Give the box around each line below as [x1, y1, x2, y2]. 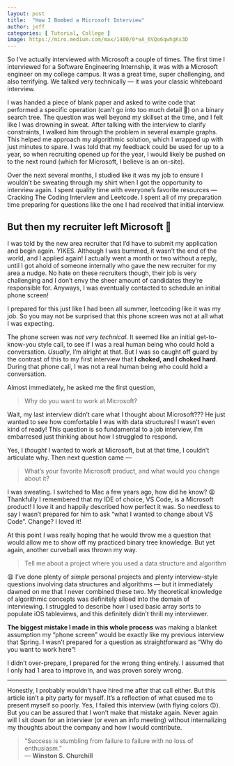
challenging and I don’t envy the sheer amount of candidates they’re [7, 276, 203, 284]
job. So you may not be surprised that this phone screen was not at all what [7, 311, 224, 320]
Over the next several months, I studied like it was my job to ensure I [7, 171, 203, 180]
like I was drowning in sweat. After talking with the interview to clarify [7, 120, 206, 129]
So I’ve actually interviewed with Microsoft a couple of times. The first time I [7, 55, 225, 63]
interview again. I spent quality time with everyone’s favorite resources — [7, 186, 217, 194]
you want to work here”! [7, 645, 77, 653]
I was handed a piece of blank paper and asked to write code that [7, 98, 196, 107]
